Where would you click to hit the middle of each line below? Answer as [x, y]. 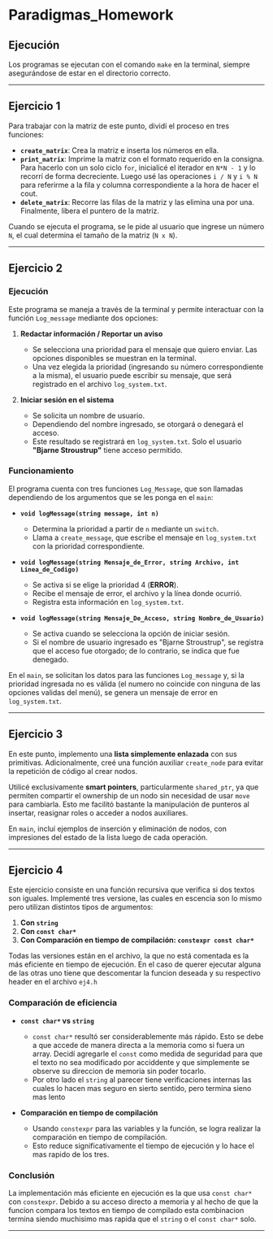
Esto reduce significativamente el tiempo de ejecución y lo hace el [143, 1146]
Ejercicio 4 [36, 870]
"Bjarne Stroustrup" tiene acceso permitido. [107, 450]
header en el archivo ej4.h [53, 982]
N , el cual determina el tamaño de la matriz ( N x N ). [93, 235]
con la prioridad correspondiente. [88, 546]
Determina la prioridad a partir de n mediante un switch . [126, 528]
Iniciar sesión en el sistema [67, 399]
